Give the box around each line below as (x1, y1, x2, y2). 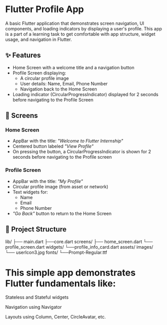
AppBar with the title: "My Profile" (12, 178, 83, 184)
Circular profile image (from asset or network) (12, 183, 109, 190)
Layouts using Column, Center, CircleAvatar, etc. (5, 314, 106, 320)
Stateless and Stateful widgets (5, 294, 69, 300)
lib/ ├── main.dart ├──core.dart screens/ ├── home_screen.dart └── (5, 239, 153, 245)
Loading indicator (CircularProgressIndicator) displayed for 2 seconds (12, 91, 158, 97)
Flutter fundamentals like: (5, 277, 116, 289)
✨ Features (5, 51, 41, 60)
